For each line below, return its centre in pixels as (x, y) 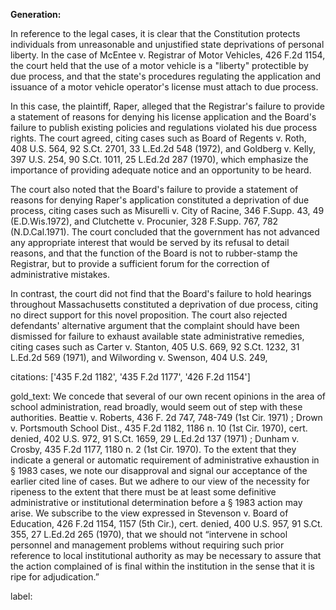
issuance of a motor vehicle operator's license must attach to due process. (164, 87)
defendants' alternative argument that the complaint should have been (155, 325)
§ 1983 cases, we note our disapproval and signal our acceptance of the (159, 470)
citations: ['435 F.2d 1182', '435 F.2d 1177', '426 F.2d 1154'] (130, 377)
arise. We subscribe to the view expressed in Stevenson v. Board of (149, 513)
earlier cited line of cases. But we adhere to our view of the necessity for (160, 481)
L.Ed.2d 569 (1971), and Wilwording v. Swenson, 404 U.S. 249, (139, 357)
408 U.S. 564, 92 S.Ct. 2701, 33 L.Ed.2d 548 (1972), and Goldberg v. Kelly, (163, 148)
